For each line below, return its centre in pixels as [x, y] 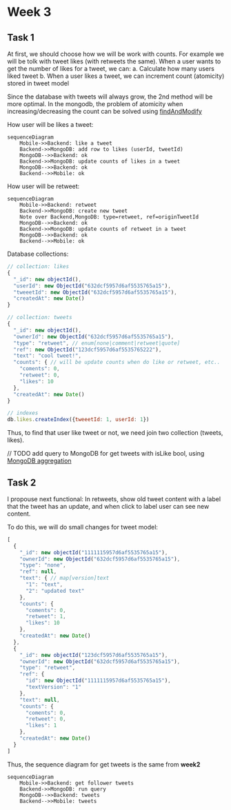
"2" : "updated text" [55, 591]
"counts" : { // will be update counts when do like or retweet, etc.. [117, 363]
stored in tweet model [38, 83]
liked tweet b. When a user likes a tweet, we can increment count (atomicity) [116, 76]
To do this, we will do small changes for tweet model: [83, 527]
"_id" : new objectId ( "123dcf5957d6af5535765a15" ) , [94, 655]
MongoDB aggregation [39, 461]
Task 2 [22, 482]
